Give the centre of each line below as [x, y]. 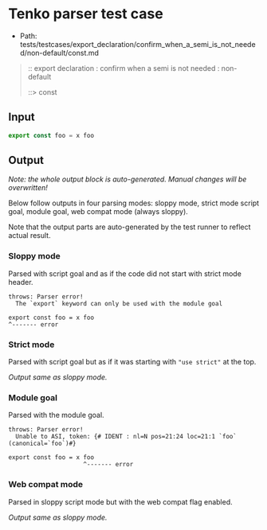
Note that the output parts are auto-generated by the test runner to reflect [130, 227]
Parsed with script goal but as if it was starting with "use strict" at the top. [132, 362]
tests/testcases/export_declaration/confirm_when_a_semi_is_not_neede [138, 44]
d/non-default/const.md [59, 53]
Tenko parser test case [86, 14]
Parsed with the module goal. [57, 415]
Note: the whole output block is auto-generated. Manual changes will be [128, 179]
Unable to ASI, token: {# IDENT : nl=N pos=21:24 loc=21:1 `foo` [126, 437]
